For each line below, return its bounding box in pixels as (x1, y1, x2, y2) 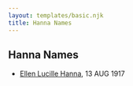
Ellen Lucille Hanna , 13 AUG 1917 (19, 69, 125, 79)
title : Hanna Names (8, 19, 72, 27)
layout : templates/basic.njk (8, 11, 104, 20)
